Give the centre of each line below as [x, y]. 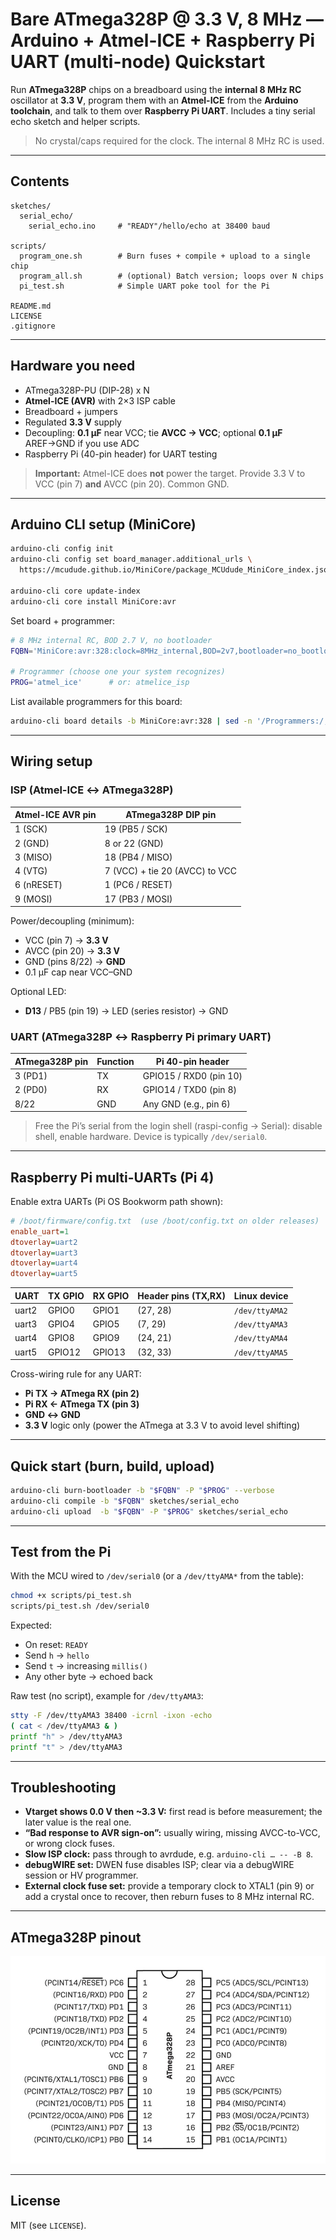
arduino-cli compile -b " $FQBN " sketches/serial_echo [125, 1501]
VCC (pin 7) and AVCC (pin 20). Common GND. [132, 484]
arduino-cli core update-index [75, 591]
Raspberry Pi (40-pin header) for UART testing [121, 454]
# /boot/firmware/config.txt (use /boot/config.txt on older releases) [165, 1221]
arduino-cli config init [62, 549]
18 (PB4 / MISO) [138, 857]
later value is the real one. [78, 1822]
